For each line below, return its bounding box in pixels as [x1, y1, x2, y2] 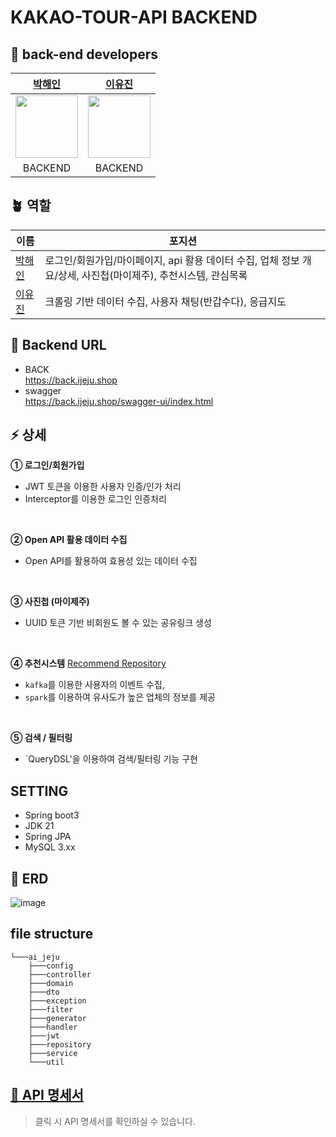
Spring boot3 [24, 809, 80, 821]
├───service [28, 1048, 78, 1058]
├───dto [28, 987, 60, 997]
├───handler [28, 1022, 78, 1032]
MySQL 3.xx [24, 841, 76, 853]
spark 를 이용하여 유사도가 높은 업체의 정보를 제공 [24, 691, 216, 703]
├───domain [28, 978, 74, 988]
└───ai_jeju [10, 952, 60, 962]
